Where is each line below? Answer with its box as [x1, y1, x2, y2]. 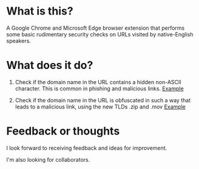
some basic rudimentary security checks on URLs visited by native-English [6, 30, 194, 38]
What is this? [6, 4, 74, 18]
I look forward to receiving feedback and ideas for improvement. [6, 144, 167, 151]
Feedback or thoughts [6, 124, 120, 138]
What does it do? [6, 59, 93, 72]
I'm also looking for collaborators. [6, 156, 90, 163]
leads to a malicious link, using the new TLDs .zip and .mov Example [15, 103, 186, 110]
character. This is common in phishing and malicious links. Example [15, 85, 184, 92]
